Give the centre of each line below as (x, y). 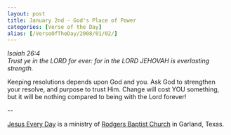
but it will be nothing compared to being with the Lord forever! (97, 97)
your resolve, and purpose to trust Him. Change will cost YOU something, (113, 89)
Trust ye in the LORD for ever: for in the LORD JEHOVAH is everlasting (108, 61)
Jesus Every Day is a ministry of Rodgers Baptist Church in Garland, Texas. (116, 124)
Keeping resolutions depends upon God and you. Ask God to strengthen (111, 82)
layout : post (26, 14)
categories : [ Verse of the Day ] (54, 27)
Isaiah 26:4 (24, 53)
